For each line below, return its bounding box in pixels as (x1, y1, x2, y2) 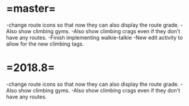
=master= (6, 2, 56, 15)
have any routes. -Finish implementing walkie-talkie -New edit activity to (6, 34, 183, 41)
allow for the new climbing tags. (6, 40, 84, 47)
